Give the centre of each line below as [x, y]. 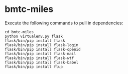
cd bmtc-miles [19, 32]
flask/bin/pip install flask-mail [41, 54]
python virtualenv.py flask [34, 36]
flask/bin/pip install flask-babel [42, 62]
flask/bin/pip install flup [34, 67]
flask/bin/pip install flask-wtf [39, 58]
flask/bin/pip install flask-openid [43, 49]
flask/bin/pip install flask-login [42, 45]
